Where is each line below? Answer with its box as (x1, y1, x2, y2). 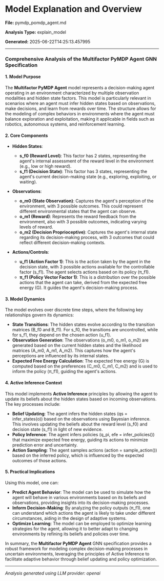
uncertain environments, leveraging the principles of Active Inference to (5, 551, 150, 556)
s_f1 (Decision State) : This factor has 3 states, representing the (19, 168, 147, 175)
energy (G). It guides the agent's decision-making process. (19, 285, 138, 290)
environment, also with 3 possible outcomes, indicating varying (19, 219, 147, 225)
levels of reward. (19, 224, 53, 230)
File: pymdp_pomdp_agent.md (5, 20, 67, 26)
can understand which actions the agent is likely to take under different (12, 510, 155, 516)
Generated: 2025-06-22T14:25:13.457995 (5, 38, 91, 45)
